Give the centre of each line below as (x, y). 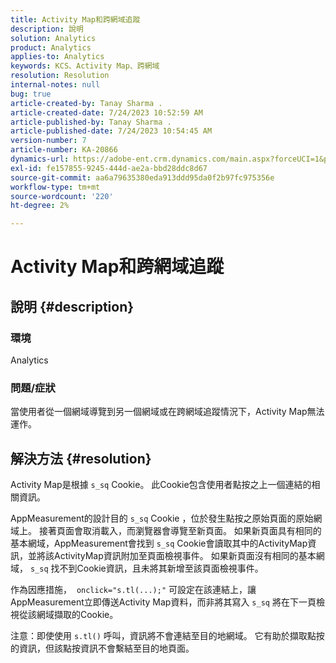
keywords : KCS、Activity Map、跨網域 (85, 66)
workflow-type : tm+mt (55, 187)
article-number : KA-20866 (64, 150)
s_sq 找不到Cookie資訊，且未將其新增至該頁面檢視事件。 (146, 568)
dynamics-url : (40, 159)
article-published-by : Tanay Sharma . (91, 122)
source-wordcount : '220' (62, 196)
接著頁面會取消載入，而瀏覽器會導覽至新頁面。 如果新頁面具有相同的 (180, 531)
